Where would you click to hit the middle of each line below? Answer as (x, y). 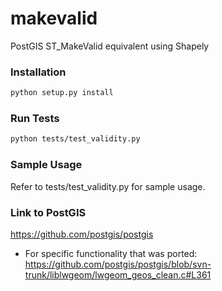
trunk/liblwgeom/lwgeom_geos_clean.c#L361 (118, 274)
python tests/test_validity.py (75, 139)
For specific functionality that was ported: (111, 253)
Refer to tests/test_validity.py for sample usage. (108, 186)
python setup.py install (62, 93)
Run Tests (35, 119)
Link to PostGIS (48, 212)
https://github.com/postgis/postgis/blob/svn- (118, 264)
